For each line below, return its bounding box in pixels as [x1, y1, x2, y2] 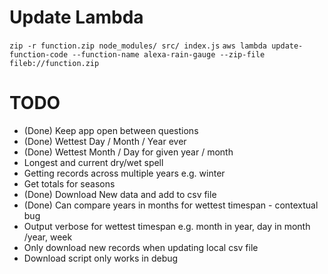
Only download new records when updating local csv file [23, 241, 259, 253]
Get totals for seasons [23, 177, 116, 190]
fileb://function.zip [9, 58, 100, 68]
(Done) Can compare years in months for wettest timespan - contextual [23, 199, 319, 211]
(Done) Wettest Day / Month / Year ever [23, 135, 187, 147]
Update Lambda [9, 6, 144, 29]
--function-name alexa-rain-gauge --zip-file [72, 49, 266, 60]
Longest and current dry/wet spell [23, 156, 164, 168]
